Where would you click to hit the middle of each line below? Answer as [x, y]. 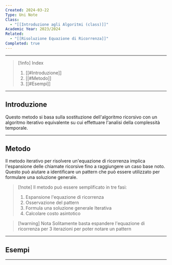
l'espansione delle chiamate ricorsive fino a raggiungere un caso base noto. [85, 167]
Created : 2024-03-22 [27, 10]
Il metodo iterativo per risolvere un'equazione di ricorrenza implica [76, 161]
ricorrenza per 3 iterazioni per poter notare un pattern [74, 229]
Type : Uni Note [21, 15]
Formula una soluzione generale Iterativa [68, 208]
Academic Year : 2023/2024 [33, 29]
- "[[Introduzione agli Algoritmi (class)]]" [59, 24]
